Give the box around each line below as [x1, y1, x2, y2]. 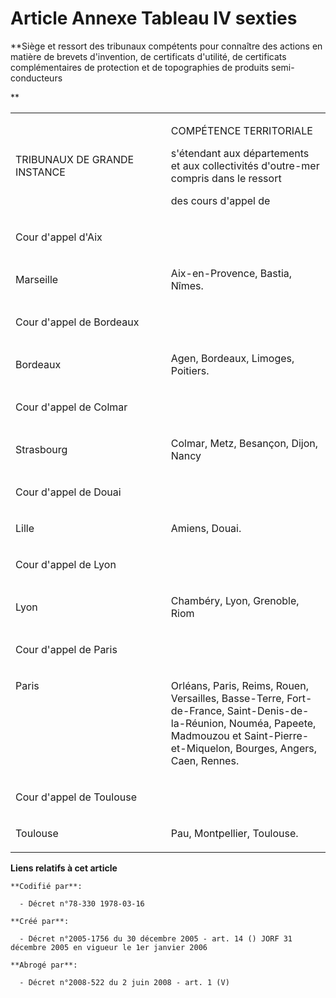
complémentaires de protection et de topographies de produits [10, 61, 270, 73]
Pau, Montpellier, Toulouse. [170, 826, 299, 840]
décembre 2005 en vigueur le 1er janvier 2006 [10, 942, 208, 952]
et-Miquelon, [170, 741, 233, 755]
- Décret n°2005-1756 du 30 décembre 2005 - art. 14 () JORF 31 [19, 933, 293, 944]
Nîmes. [170, 278, 204, 292]
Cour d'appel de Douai [15, 485, 122, 499]
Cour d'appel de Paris [15, 642, 118, 656]
